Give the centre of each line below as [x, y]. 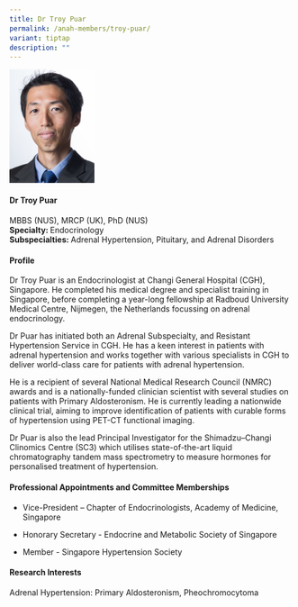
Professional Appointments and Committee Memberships [119, 487]
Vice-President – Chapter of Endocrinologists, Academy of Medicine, [150, 507]
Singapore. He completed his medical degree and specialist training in [139, 290]
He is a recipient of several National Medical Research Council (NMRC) [141, 382]
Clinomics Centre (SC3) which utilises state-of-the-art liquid [121, 448]
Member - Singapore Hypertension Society [102, 552]
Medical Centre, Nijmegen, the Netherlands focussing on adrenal [130, 309]
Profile [22, 260]
